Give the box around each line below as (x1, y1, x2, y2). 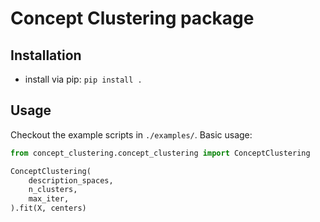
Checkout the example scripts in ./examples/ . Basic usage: (10, 128, 253, 141)
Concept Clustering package (10, 7, 255, 30)
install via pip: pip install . (24, 73, 143, 85)
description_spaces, (28, 175, 114, 186)
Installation (10, 47, 82, 64)
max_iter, (28, 194, 70, 204)
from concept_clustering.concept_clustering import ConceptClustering (10, 148, 311, 158)
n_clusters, (28, 185, 78, 195)
